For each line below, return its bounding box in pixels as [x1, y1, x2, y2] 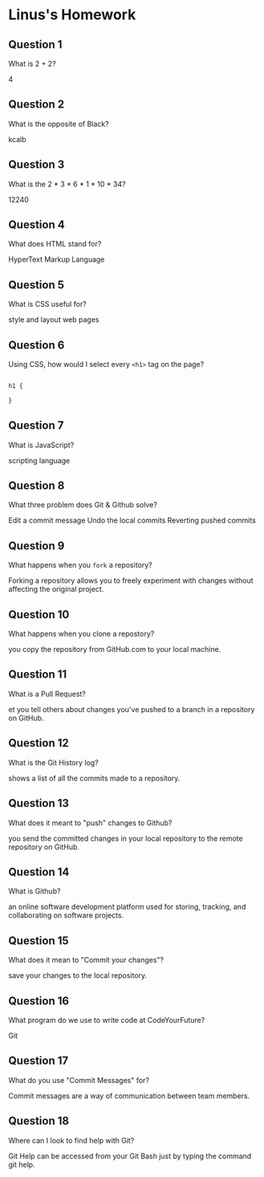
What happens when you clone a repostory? [8, 629, 155, 639]
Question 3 [8, 158, 65, 172]
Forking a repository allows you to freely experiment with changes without [8, 576, 254, 585]
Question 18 [8, 1114, 70, 1128]
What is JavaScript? [8, 440, 75, 450]
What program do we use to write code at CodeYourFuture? [8, 1015, 205, 1024]
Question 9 [8, 539, 65, 552]
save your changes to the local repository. [8, 971, 148, 980]
